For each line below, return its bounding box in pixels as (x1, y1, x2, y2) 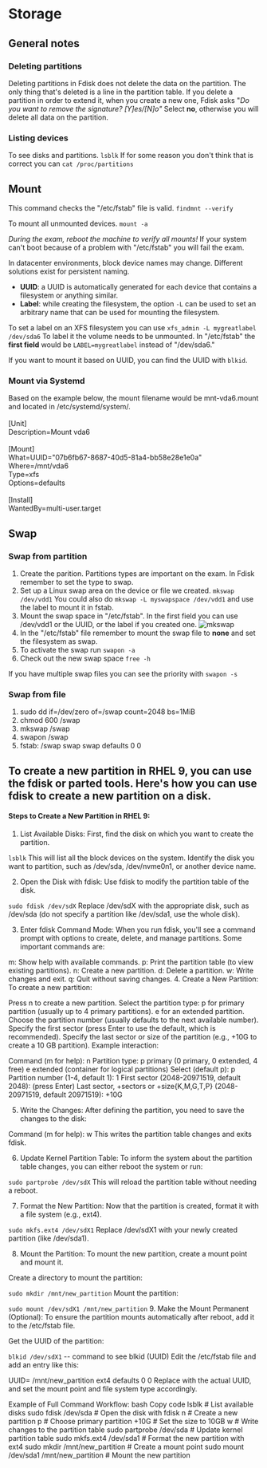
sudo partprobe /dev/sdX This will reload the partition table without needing (8, 1177, 257, 1186)
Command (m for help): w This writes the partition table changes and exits (8, 1129, 253, 1138)
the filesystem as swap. (19, 636, 98, 646)
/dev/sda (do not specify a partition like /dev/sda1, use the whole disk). (8, 909, 241, 918)
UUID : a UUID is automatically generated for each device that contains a (19, 282, 257, 291)
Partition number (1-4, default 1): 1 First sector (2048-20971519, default (8, 1072, 241, 1082)
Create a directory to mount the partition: (8, 1273, 143, 1282)
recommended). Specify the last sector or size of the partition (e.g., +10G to (8, 1032, 257, 1041)
